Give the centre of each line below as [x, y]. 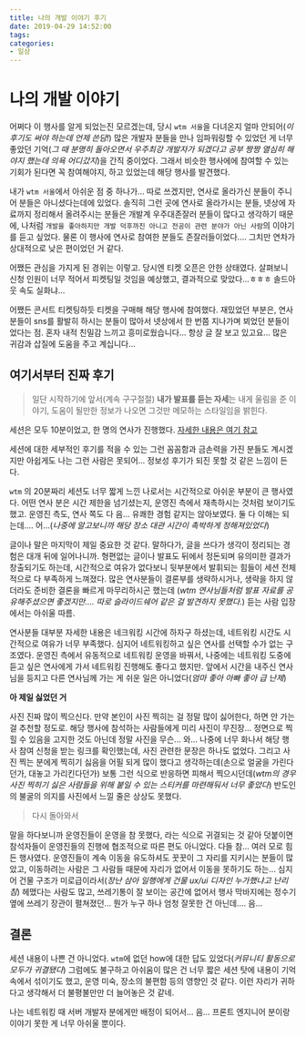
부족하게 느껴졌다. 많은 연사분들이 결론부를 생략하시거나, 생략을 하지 [163, 578]
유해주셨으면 [32, 601]
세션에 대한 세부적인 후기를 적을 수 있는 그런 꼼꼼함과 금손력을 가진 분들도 [139, 449]
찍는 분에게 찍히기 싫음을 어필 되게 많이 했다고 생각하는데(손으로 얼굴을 [144, 762]
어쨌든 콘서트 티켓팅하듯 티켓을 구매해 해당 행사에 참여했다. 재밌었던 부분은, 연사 [152, 310]
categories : [32, 43]
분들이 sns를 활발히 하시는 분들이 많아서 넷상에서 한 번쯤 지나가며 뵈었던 [138, 321]
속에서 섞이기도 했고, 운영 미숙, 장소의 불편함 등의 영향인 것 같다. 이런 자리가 [144, 981]
